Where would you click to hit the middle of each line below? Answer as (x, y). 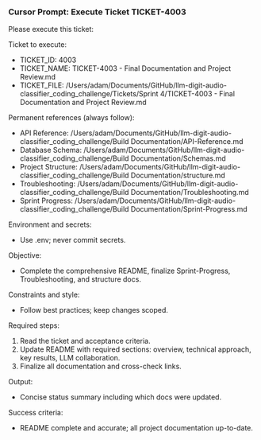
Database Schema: (50, 150)
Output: (21, 382)
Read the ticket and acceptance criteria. (85, 341)
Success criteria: (36, 413)
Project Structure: (48, 167)
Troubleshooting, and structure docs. (80, 279)
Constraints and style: (44, 295)
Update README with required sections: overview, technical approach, (135, 349)
